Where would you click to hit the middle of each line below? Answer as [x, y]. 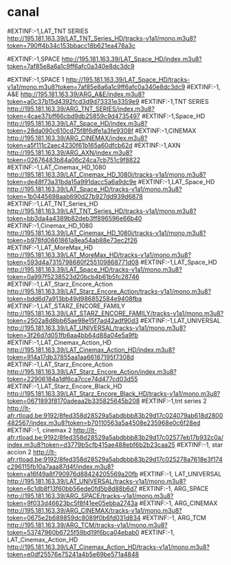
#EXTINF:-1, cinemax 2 [40, 430]
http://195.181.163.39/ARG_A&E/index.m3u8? [82, 94]
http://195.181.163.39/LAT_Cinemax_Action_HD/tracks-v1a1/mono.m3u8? [108, 546]
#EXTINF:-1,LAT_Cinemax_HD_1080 [57, 167]
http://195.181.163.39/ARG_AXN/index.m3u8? [70, 153]
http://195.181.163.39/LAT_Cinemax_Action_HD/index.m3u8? [91, 350]
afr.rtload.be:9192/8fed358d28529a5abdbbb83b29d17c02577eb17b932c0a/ [115, 437]
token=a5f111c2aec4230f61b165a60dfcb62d [70, 145]
